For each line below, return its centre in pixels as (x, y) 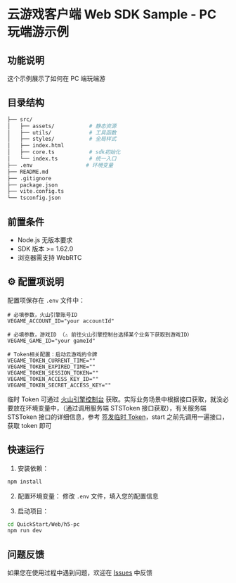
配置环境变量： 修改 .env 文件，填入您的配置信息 (88, 496)
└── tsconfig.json (34, 198)
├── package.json (33, 185)
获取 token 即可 (29, 425)
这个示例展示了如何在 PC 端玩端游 (57, 79)
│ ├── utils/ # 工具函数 (62, 132)
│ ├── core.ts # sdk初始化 (64, 152)
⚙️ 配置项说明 (36, 282)
